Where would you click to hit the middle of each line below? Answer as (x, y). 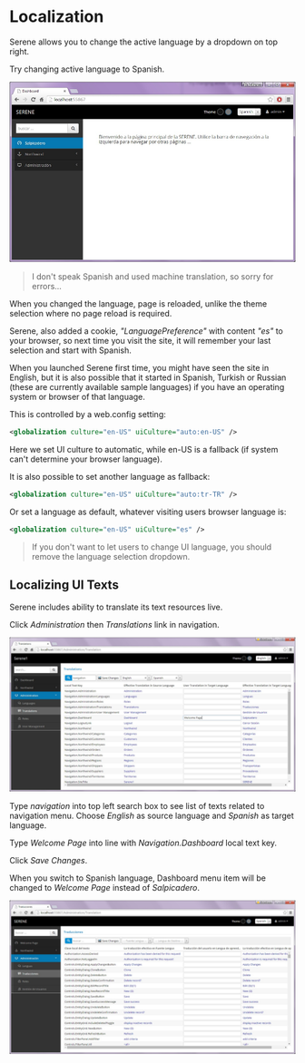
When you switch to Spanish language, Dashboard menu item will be (138, 878)
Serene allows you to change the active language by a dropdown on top (144, 42)
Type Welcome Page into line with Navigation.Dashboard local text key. (143, 843)
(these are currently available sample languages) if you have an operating (147, 387)
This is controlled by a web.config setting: (88, 414)
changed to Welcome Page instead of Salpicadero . (105, 887)
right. (20, 51)
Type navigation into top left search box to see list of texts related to (137, 805)
